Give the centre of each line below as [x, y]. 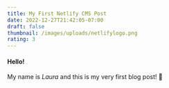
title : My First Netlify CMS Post [57, 14]
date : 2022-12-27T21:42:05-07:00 [55, 20]
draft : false [26, 26]
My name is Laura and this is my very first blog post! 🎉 [85, 77]
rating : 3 [21, 39]
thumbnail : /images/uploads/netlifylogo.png [72, 33]
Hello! [16, 61]
